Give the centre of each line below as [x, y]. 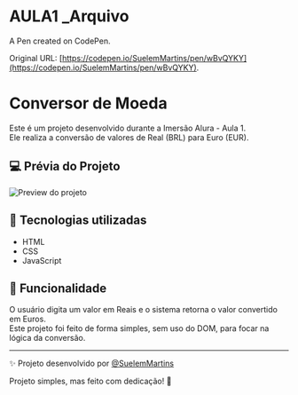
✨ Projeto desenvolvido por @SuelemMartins [92, 363]
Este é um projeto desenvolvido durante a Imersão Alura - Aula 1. [128, 128]
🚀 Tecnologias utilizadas [78, 221]
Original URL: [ [36, 58]
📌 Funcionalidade [58, 288]
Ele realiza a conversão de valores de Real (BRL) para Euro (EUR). [129, 137]
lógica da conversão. [47, 338]
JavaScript [42, 260]
